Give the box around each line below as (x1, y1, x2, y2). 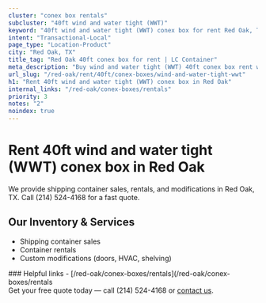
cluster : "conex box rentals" (8, 11, 108, 20)
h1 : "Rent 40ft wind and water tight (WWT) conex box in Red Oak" (8, 78, 232, 85)
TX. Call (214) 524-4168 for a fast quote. (8, 192, 140, 202)
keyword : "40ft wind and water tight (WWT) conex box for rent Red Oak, (8, 26, 253, 34)
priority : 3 (8, 93, 47, 100)
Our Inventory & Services (8, 215, 135, 229)
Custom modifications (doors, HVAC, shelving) (19, 253, 172, 263)
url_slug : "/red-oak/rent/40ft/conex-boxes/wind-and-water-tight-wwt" (8, 70, 246, 78)
